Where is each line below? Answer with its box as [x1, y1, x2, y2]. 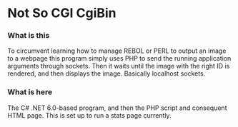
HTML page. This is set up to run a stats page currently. [7, 111, 172, 119]
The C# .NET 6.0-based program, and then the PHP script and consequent [7, 103, 227, 112]
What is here [7, 87, 52, 97]
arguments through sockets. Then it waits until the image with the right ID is [7, 62, 230, 71]
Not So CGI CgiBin [7, 5, 116, 21]
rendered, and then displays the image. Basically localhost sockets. [7, 69, 206, 78]
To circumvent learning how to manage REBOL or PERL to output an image [7, 46, 227, 55]
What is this [7, 31, 50, 41]
